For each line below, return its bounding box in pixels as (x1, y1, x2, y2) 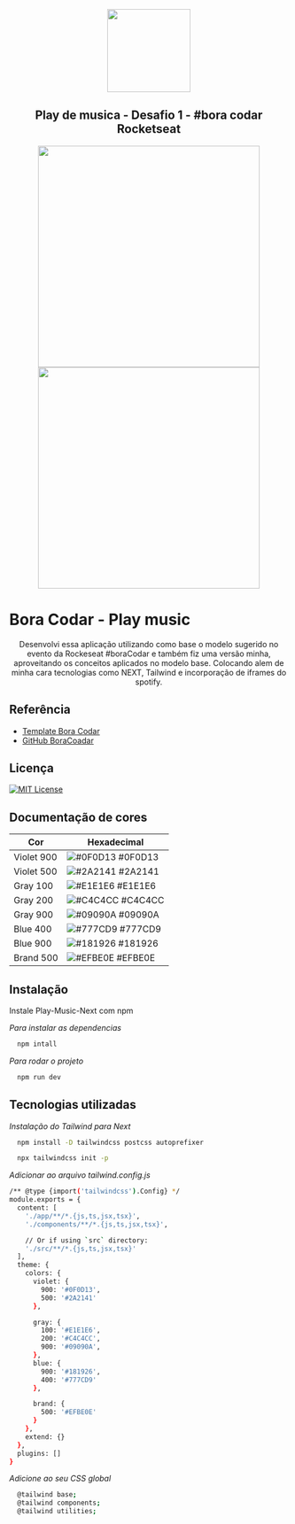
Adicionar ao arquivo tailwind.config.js (9, 1170, 151, 1180)
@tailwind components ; (17, 1498, 101, 1508)
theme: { (17, 1261, 50, 1270)
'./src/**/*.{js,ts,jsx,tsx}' (25, 1244, 137, 1253)
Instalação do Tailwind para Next (9, 1120, 131, 1132)
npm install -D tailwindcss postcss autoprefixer (17, 1138, 204, 1147)
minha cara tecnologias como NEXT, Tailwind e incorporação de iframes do (11, 667, 287, 677)
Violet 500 (13, 865, 58, 878)
